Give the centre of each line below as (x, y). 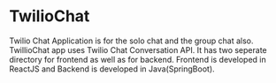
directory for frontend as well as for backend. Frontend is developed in (138, 59)
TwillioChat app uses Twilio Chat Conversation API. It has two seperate (138, 49)
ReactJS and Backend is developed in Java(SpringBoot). (112, 69)
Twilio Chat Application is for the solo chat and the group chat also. (131, 41)
